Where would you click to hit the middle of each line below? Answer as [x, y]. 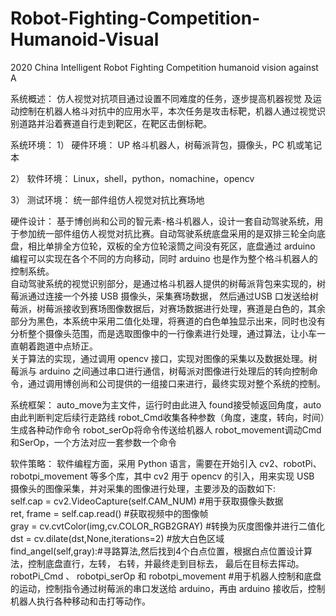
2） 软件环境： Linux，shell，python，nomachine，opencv [132, 178]
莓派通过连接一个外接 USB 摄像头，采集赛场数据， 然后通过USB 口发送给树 [164, 296]
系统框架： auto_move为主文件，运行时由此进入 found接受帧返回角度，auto [166, 404]
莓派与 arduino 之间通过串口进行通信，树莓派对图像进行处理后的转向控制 [160, 371]
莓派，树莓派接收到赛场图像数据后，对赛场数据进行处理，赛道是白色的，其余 [168, 308]
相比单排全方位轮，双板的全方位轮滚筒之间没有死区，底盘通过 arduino [171, 246]
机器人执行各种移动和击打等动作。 [80, 601]
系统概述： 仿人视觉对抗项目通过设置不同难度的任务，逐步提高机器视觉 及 [161, 98]
